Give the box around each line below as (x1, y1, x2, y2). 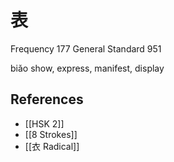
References (10, 91, 84, 108)
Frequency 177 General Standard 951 (10, 42, 162, 55)
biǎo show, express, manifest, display (10, 62, 165, 74)
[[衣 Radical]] (24, 140, 80, 152)
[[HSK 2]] (24, 117, 65, 130)
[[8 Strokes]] (24, 128, 78, 140)
